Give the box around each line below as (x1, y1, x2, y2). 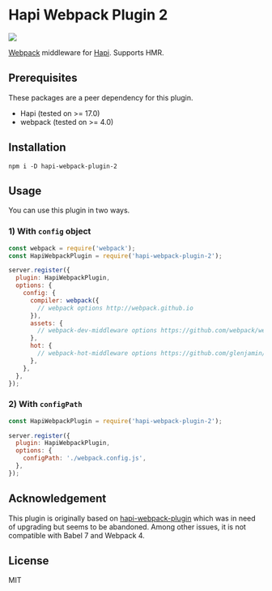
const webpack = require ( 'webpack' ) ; (8, 244, 136, 252)
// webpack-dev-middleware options (37, 327, 158, 335)
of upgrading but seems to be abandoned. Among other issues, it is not (8, 521, 247, 532)
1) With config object (8, 225, 91, 237)
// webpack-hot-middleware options (37, 349, 158, 358)
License (8, 554, 49, 568)
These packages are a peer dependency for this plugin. (8, 92, 193, 102)
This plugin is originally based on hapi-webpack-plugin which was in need (8, 513, 257, 523)
